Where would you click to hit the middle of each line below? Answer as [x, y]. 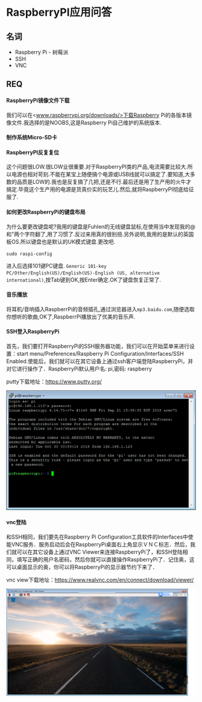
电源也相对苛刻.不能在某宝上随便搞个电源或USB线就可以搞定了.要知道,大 [101, 174]
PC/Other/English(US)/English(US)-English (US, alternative [83, 273]
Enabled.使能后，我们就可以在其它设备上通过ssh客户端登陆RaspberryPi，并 [100, 361]
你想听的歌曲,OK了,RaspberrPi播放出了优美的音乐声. [71, 317]
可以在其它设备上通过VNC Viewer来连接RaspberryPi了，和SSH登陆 [100, 552]
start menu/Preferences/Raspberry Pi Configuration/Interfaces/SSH [100, 354]
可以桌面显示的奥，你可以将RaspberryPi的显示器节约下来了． [82, 567]
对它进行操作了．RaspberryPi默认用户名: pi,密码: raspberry [79, 369]
